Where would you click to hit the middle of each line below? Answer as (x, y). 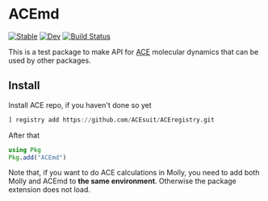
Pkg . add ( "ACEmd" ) (38, 158)
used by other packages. (50, 60)
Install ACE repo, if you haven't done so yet (80, 105)
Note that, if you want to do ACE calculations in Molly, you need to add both (134, 173)
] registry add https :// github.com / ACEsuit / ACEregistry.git (112, 120)
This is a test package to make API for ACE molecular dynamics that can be (134, 51)
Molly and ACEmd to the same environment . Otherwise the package (122, 181)
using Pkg (25, 150)
